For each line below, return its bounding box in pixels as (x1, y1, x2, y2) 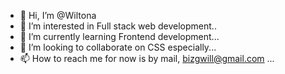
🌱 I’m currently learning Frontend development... (19, 31, 220, 42)
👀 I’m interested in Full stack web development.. (19, 20, 217, 32)
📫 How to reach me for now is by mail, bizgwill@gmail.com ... (19, 53, 275, 64)
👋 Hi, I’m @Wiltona (19, 10, 97, 21)
